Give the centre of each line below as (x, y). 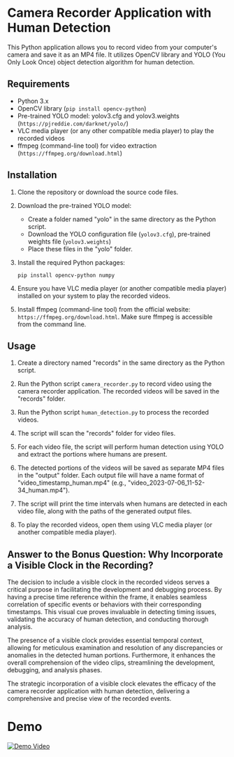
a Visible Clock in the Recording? (80, 565)
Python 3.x (33, 101)
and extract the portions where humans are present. (92, 454)
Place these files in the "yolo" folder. (80, 249)
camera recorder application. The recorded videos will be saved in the (118, 391)
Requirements (38, 84)
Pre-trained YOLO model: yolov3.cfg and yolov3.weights (98, 116)
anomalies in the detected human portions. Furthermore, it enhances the (111, 655)
